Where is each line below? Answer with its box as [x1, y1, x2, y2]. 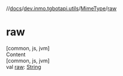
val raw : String [6, 63, 41, 70]
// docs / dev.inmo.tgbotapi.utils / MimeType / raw [6, 5, 117, 12]
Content [6, 51, 26, 58]
